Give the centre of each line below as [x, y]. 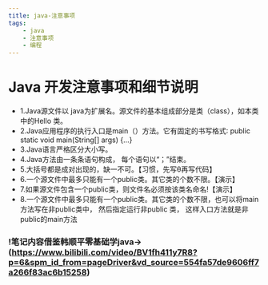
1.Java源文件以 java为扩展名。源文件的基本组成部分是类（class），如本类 [139, 111]
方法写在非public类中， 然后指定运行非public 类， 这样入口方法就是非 [134, 209]
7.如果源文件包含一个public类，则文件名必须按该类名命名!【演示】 [128, 189]
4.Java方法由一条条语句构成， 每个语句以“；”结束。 [105, 160]
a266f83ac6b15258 [48, 272]
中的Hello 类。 [44, 121]
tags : [17, 23]
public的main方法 [48, 220]
